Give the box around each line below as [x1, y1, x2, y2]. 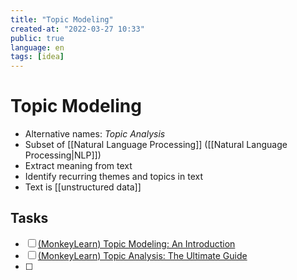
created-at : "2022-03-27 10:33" [10, 24, 145, 34]
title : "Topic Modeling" [10, 14, 114, 25]
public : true [10, 33, 65, 43]
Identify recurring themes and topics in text [24, 171, 204, 183]
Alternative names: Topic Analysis [24, 128, 166, 140]
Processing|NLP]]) [24, 149, 102, 161]
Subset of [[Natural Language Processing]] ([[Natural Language [24, 139, 288, 151]
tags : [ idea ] [10, 52, 65, 62]
